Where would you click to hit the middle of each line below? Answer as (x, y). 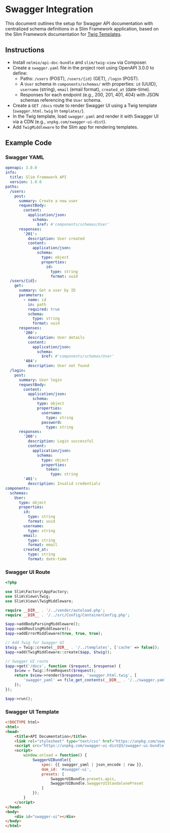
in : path (37, 304)
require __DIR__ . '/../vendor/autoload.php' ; (55, 610)
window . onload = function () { (55, 755)
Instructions (25, 50)
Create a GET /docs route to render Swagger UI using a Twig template (85, 105)
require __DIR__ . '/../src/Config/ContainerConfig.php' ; (68, 615)
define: (20, 73)
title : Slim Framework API (38, 177)
